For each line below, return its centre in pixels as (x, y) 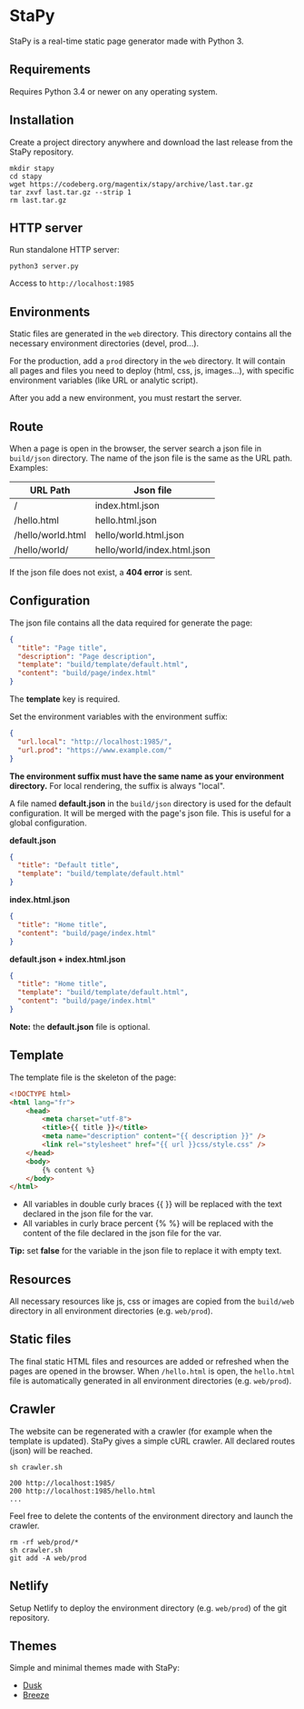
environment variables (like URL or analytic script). (104, 380)
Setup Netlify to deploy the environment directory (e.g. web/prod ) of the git (148, 1608)
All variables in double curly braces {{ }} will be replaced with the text (152, 1204)
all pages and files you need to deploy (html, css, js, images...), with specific (152, 371)
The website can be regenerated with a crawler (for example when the (141, 1431)
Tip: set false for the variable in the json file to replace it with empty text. (146, 1251)
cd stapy (26, 176)
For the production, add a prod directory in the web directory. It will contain (147, 361)
